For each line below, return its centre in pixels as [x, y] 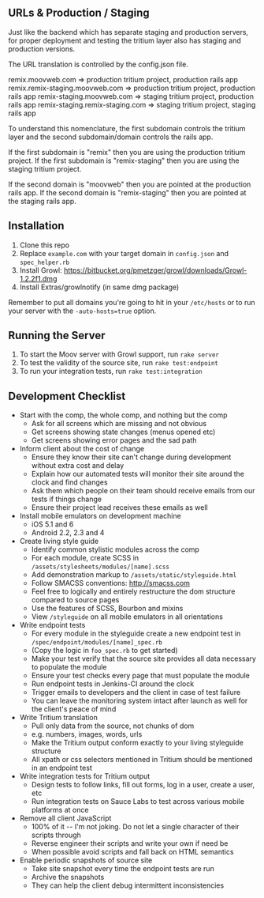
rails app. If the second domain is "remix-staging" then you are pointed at [127, 192]
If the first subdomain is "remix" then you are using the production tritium [127, 152]
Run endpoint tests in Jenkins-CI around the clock [113, 684]
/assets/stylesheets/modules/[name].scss [100, 567]
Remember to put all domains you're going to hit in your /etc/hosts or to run [132, 302]
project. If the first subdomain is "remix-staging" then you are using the [124, 160]
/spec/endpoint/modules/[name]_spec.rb [97, 643]
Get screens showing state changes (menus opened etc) [123, 432]
